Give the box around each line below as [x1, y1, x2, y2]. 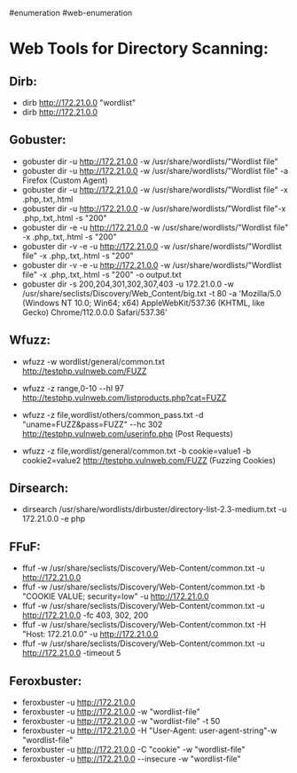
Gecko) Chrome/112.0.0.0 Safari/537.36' [21, 306, 168, 318]
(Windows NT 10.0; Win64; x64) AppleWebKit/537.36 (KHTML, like [21, 297, 265, 308]
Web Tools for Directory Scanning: [9, 39, 269, 59]
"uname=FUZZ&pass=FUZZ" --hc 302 [21, 419, 163, 430]
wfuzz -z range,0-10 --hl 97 [21, 383, 124, 393]
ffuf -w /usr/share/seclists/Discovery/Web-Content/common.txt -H [21, 619, 267, 630]
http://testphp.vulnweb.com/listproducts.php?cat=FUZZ [21, 392, 227, 403]
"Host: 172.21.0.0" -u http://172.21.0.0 [21, 629, 159, 640]
